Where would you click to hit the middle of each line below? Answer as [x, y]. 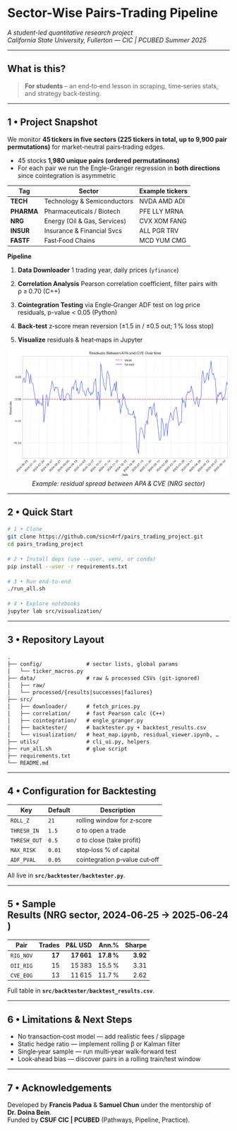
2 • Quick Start [40, 512]
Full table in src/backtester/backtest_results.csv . [81, 991]
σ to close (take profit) [109, 840]
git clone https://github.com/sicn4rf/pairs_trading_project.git [105, 537]
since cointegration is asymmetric [67, 175]
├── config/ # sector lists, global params [93, 664]
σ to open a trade [101, 830]
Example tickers [164, 191]
